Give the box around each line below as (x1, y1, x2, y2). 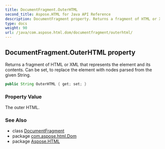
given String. (5, 72, 31, 78)
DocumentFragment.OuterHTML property (5, 48, 136, 57)
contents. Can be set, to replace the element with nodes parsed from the (5, 67, 152, 73)
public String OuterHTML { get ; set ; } (5, 81, 87, 86)
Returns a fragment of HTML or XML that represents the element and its (5, 61, 151, 67)
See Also (5, 116, 27, 123)
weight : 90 (5, 26, 27, 31)
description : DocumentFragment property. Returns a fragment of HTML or (5, 16, 157, 21)
